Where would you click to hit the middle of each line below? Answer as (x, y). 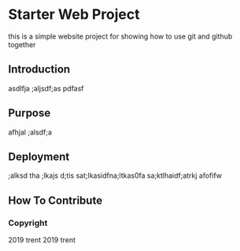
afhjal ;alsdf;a (30, 132)
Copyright (28, 223)
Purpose (30, 113)
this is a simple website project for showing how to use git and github (120, 36)
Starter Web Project (74, 15)
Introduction (39, 70)
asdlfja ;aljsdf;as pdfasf (46, 88)
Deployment (39, 156)
